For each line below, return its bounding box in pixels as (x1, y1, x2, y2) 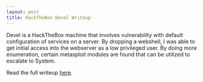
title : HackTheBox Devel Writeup (6, 15, 91, 21)
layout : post (6, 9, 40, 15)
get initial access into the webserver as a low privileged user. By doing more (6, 44, 198, 52)
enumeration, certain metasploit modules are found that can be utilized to (6, 50, 190, 58)
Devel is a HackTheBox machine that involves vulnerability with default (6, 31, 184, 38)
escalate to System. (6, 57, 56, 64)
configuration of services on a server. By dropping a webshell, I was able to (6, 38, 196, 45)
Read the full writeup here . (6, 69, 73, 76)
